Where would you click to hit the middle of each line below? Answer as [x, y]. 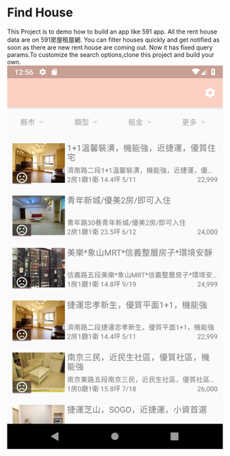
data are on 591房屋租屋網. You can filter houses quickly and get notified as [114, 40]
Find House [40, 13]
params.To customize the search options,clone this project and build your [111, 54]
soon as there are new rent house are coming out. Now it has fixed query [110, 47]
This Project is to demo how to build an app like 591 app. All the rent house [112, 31]
